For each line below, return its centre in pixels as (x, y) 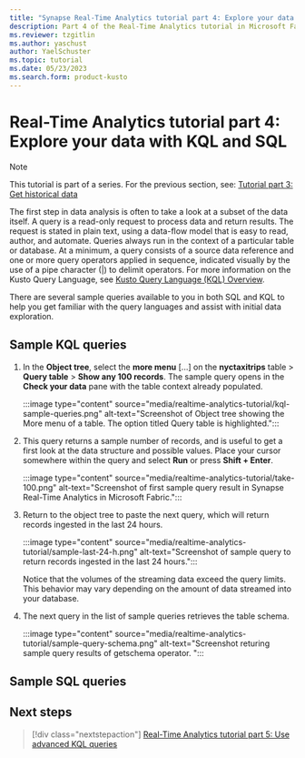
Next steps (41, 712)
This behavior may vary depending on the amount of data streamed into (157, 589)
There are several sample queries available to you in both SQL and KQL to (147, 297)
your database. (51, 598)
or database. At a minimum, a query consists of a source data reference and (152, 250)
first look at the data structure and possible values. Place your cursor (152, 450)
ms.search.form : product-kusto (69, 77)
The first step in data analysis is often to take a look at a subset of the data (149, 211)
